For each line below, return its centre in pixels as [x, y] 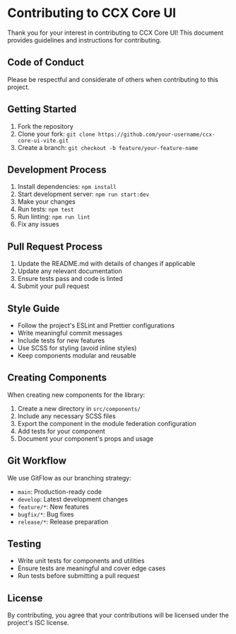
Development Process [57, 169]
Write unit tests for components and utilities [81, 561]
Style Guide [34, 308]
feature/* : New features [53, 507]
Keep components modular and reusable [77, 356]
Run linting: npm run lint [54, 217]
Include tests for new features [61, 340]
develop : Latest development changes [73, 499]
